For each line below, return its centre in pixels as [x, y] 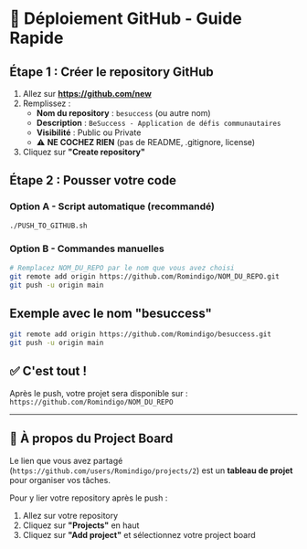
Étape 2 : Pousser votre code [93, 180]
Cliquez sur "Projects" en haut [81, 525]
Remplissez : [47, 103]
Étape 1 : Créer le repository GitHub [111, 72]
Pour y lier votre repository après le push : [89, 498]
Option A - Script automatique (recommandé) [112, 206]
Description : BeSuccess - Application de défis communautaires [159, 123]
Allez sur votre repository [70, 515]
